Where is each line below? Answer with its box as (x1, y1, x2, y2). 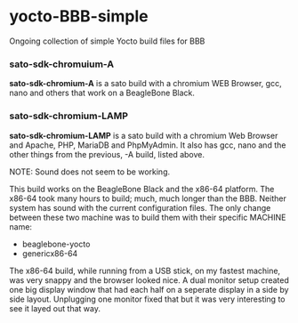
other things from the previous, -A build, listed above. (9, 149, 205, 159)
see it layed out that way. (9, 303, 101, 313)
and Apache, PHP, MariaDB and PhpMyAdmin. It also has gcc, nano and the (9, 140, 286, 150)
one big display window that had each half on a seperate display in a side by (9, 284, 289, 295)
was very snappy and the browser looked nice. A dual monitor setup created (9, 274, 289, 286)
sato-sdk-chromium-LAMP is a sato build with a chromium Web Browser (9, 130, 278, 141)
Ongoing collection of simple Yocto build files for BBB (9, 36, 205, 46)
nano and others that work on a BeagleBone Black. (9, 87, 196, 99)
